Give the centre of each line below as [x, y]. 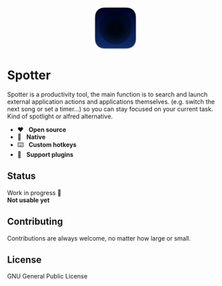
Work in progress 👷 [34, 192]
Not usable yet [29, 200]
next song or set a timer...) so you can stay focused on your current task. [110, 109]
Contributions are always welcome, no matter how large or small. [99, 238]
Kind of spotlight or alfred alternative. [60, 116]
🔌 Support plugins [45, 154]
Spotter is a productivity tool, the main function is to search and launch [108, 94]
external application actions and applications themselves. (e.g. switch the [111, 101]
